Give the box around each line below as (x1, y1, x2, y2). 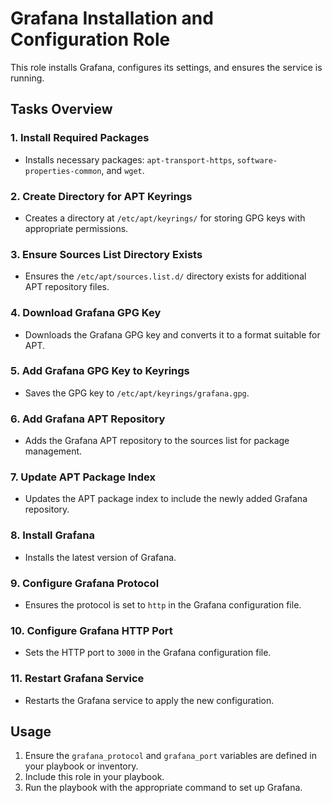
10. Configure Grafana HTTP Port (10, 623, 173, 637)
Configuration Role (10, 28, 171, 51)
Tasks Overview (10, 101, 113, 118)
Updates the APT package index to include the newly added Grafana (24, 493, 308, 505)
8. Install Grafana (10, 528, 95, 542)
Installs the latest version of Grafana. (24, 551, 177, 563)
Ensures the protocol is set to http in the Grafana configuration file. (24, 599, 302, 611)
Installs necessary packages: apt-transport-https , (24, 153, 235, 166)
